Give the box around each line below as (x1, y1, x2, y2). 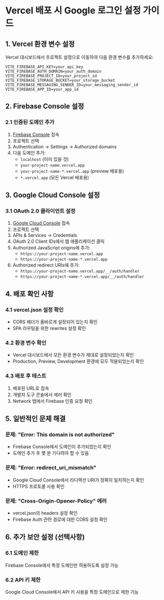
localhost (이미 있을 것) (20, 156, 69, 162)
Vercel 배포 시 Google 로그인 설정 (5, 5, 141, 16)
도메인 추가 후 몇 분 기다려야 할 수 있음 (12, 450, 89, 456)
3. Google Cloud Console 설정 (5, 191, 100, 200)
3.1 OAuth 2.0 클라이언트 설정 (5, 207, 76, 215)
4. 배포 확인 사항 (5, 289, 54, 298)
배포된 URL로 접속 (12, 385, 50, 391)
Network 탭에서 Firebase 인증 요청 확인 (12, 398, 93, 404)
